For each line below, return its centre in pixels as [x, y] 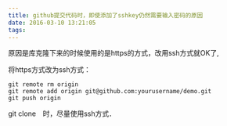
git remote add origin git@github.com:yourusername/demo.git [110, 92]
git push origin [34, 99]
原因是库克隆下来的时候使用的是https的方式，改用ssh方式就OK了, [113, 53]
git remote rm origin [43, 85]
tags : [17, 30]
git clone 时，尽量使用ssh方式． [62, 113]
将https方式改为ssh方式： [50, 70]
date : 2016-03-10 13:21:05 [52, 23]
